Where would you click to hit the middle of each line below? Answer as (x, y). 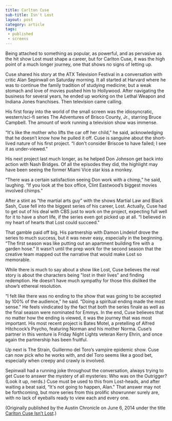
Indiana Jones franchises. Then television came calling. (64, 101)
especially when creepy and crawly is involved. (55, 360)
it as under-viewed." (27, 149)
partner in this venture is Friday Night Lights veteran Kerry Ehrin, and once (84, 334)
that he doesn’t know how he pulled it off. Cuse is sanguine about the (79, 138)
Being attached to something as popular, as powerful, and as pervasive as (84, 53)
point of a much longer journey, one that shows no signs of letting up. (79, 64)
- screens (18, 39)
